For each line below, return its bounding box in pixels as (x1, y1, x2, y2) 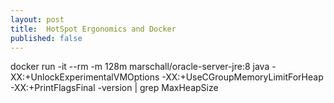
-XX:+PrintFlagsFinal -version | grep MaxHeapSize (10, 82, 219, 94)
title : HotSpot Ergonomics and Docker (10, 24, 177, 34)
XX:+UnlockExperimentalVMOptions (10, 71, 160, 83)
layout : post (10, 14, 65, 25)
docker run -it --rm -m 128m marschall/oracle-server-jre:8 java (10, 61, 270, 73)
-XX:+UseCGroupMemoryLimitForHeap (161, 71, 324, 83)
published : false (10, 33, 83, 43)
